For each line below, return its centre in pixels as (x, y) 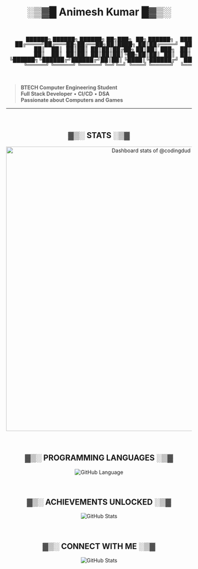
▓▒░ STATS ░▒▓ (99, 135)
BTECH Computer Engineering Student (69, 87)
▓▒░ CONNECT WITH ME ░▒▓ (99, 546)
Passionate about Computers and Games (72, 100)
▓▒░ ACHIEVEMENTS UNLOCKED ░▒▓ (99, 502)
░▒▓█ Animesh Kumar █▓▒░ (99, 12)
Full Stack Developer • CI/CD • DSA (65, 93)
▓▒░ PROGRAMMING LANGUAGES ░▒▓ (99, 458)
